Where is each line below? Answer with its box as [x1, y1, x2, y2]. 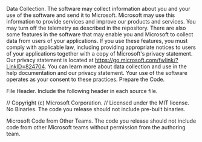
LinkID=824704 [6, 63, 45, 70]
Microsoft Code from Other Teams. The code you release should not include [6, 117, 197, 124]
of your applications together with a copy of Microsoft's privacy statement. [6, 50, 193, 57]
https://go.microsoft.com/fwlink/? [94, 57, 178, 63]
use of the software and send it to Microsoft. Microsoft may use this [6, 11, 175, 19]
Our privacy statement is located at [6, 57, 94, 63]
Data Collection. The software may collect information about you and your [6, 5, 191, 12]
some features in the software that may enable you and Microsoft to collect [6, 31, 194, 38]
